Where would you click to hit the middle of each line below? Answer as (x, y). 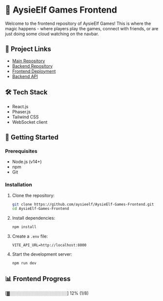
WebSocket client (30, 122)
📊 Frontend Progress (38, 279)
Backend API (25, 76)
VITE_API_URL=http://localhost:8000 (49, 245)
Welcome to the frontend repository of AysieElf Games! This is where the (78, 23)
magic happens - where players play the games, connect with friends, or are (82, 28)
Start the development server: (42, 254)
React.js (20, 106)
